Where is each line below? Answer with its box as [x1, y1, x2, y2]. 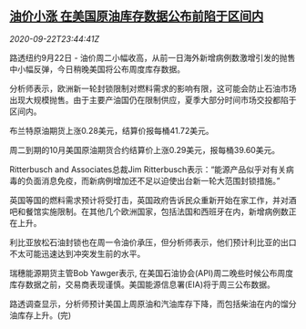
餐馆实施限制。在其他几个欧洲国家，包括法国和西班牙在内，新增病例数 [25, 206, 289, 217]
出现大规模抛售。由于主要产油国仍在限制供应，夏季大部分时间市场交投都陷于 [9, 94, 297, 105]
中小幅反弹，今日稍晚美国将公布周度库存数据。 [9, 63, 185, 75]
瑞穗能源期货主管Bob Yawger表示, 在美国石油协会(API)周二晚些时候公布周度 [9, 267, 294, 278]
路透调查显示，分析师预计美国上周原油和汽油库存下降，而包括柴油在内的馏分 [9, 298, 297, 309]
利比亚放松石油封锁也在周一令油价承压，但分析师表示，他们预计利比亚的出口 [9, 236, 297, 248]
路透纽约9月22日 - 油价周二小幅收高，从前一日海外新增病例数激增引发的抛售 [9, 52, 296, 63]
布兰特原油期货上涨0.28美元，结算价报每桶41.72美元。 [9, 125, 214, 136]
